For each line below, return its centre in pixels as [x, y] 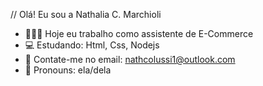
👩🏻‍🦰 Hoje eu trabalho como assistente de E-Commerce [139, 33]
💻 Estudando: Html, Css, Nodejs [92, 45]
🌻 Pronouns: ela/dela [68, 70]
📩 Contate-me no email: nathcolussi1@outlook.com [130, 59]
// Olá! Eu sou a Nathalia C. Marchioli [86, 14]
